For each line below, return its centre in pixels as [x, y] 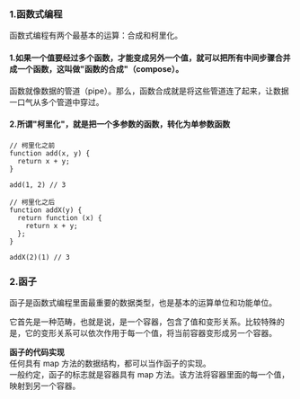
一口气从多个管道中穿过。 [57, 102]
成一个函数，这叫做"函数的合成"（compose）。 [97, 68]
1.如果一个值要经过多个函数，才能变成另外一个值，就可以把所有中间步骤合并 [150, 58]
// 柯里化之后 [32, 202]
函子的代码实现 [37, 352]
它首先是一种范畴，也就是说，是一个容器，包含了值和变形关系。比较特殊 [143, 322]
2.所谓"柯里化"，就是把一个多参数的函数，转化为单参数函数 [120, 124]
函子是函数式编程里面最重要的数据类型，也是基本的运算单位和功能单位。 [143, 302]
